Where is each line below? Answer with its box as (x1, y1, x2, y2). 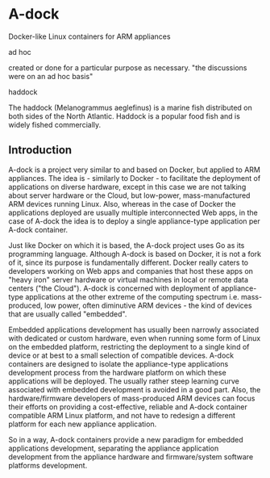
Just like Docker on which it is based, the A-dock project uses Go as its (8, 240, 245, 250)
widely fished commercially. (8, 119, 102, 129)
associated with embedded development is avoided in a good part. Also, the (8, 384, 261, 394)
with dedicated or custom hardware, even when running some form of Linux (8, 333, 261, 343)
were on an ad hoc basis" (8, 71, 93, 81)
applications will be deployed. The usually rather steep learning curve (8, 376, 240, 386)
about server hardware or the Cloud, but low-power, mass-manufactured (8, 191, 251, 200)
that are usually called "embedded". (8, 308, 127, 319)
